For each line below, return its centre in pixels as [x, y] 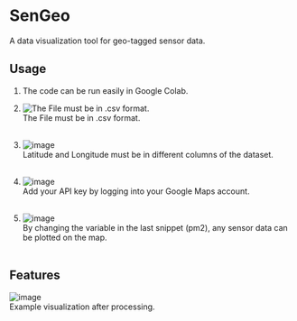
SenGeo [40, 16]
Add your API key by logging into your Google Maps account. [136, 191]
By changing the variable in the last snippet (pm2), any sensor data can [155, 227]
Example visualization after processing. [82, 307]
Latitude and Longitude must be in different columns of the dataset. [148, 154]
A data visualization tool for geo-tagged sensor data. [107, 41]
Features [35, 275]
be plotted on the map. [65, 237]
